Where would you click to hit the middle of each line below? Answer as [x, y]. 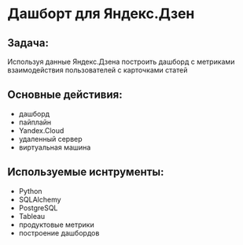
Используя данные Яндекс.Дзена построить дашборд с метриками [121, 61]
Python [30, 191]
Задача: [28, 43]
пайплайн [35, 122]
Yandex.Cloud [41, 130]
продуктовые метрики [57, 225]
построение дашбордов [59, 232]
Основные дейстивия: [65, 95]
